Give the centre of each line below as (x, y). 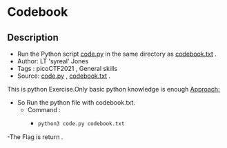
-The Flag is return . (35, 137)
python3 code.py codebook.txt (81, 124)
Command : (44, 110)
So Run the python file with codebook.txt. (76, 103)
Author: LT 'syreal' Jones (53, 61)
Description (33, 38)
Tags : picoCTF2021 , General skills (67, 68)
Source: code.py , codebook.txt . (64, 76)
